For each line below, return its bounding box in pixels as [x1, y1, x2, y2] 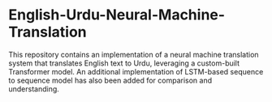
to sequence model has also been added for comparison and [8, 75, 213, 85]
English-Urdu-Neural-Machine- [8, 6, 226, 24]
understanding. [8, 83, 59, 94]
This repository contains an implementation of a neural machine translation [8, 49, 259, 59]
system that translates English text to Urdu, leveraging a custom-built [8, 58, 240, 68]
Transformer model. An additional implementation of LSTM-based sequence [8, 66, 264, 76]
